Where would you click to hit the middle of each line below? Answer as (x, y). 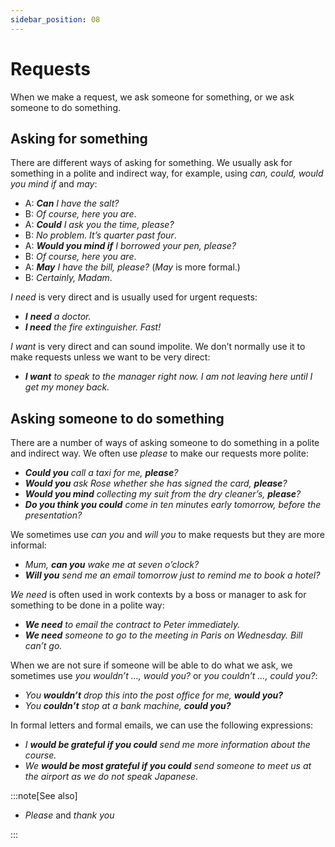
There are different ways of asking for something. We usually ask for (151, 163)
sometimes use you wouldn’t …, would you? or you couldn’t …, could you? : (164, 676)
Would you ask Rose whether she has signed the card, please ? (156, 483)
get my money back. (67, 387)
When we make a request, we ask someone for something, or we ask (152, 97)
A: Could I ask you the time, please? (99, 225)
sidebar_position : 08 (55, 19)
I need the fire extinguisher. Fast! (93, 327)
